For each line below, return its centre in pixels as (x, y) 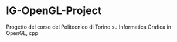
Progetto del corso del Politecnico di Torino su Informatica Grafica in (89, 27)
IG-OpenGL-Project (54, 11)
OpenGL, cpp (22, 33)
